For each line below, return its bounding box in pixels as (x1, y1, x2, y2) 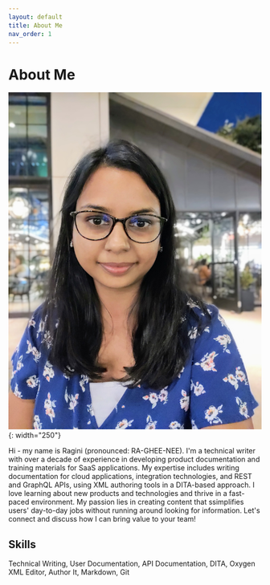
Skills (8, 538, 36, 551)
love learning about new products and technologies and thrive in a (8, 489, 227, 498)
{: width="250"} (8, 430, 62, 441)
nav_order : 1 (8, 30, 52, 38)
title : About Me (8, 21, 63, 30)
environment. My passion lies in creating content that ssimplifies (31, 498, 244, 507)
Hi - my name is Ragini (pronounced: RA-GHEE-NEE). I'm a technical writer (8, 446, 256, 456)
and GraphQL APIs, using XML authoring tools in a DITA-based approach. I (8, 480, 255, 490)
